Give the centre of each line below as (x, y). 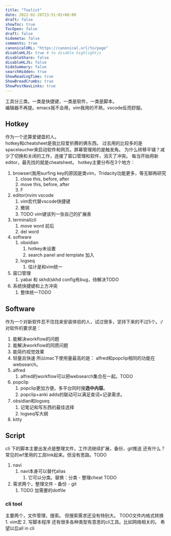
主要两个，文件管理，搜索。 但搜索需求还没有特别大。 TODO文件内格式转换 (85, 516)
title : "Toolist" (24, 10)
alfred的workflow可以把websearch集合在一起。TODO (77, 377)
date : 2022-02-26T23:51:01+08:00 (41, 15)
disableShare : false (27, 57)
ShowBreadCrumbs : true (29, 81)
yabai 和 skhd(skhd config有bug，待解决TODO (69, 279)
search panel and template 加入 (61, 255)
